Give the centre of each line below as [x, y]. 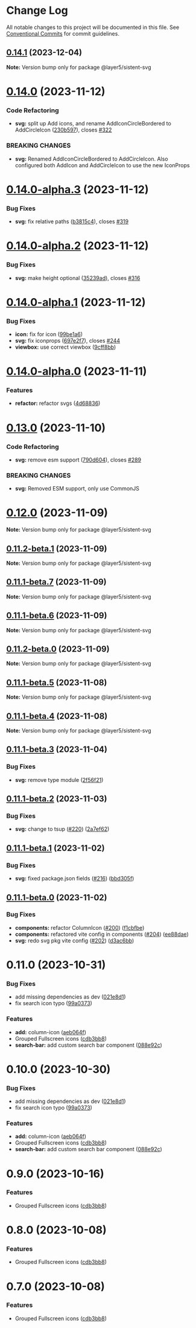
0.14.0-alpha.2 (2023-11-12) [77, 246]
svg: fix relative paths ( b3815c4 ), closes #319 [71, 221]
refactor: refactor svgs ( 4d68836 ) [58, 403]
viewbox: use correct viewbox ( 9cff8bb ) [65, 347]
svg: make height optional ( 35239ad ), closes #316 [77, 278]
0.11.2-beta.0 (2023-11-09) [58, 649]
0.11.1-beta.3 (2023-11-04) [57, 750]
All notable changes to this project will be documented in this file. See [93, 27]
